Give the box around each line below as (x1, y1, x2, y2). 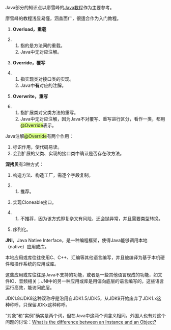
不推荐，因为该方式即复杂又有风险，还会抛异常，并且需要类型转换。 (20, 216, 163, 221)
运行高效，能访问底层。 (5, 285, 54, 290)
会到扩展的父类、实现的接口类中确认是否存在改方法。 (12, 150, 125, 156)
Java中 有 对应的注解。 (20, 82, 66, 88)
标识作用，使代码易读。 (12, 144, 62, 150)
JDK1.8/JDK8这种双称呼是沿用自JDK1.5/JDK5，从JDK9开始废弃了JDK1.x (5, 295, 157, 301)
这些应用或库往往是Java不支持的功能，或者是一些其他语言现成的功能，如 (5, 272, 158, 277)
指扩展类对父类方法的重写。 (20, 109, 79, 115)
